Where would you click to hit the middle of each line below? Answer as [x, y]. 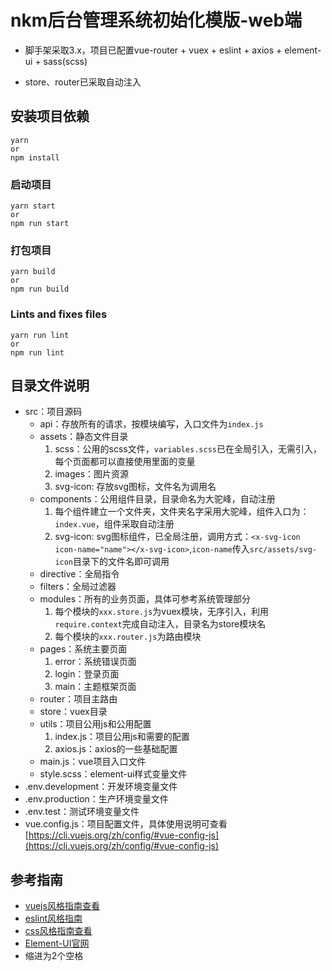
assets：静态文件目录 [84, 437]
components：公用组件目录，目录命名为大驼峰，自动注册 [157, 499]
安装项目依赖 [50, 116]
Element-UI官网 [57, 943]
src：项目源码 [53, 412]
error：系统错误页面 [95, 662]
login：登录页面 [87, 674]
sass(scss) [65, 61]
